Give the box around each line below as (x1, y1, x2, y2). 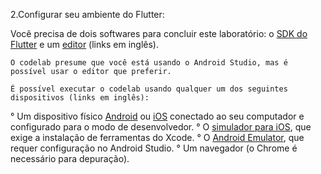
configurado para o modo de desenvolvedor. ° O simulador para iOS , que (10, 121, 312, 133)
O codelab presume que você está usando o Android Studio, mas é (10, 58, 288, 68)
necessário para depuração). (10, 153, 130, 164)
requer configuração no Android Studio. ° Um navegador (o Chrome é (10, 142, 298, 154)
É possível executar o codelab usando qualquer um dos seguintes (10, 84, 288, 94)
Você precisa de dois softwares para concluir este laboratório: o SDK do (10, 28, 308, 39)
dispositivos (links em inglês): (10, 93, 150, 103)
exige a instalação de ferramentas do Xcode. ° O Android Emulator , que (10, 132, 305, 143)
